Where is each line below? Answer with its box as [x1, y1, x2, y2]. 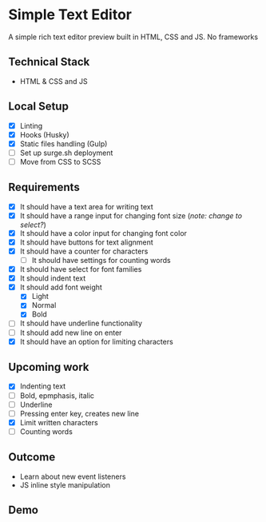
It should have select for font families [19, 265, 142, 274]
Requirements [8, 181, 80, 194]
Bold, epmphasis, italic [19, 390, 94, 400]
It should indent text [19, 273, 86, 283]
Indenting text [19, 381, 66, 391]
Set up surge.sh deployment [19, 148, 113, 157]
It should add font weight [19, 282, 102, 293]
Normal [31, 301, 57, 310]
